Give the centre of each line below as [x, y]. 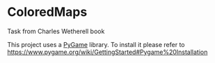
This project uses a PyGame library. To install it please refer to [96, 44]
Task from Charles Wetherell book [56, 31]
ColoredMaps [47, 12]
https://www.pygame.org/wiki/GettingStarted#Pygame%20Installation [107, 52]
